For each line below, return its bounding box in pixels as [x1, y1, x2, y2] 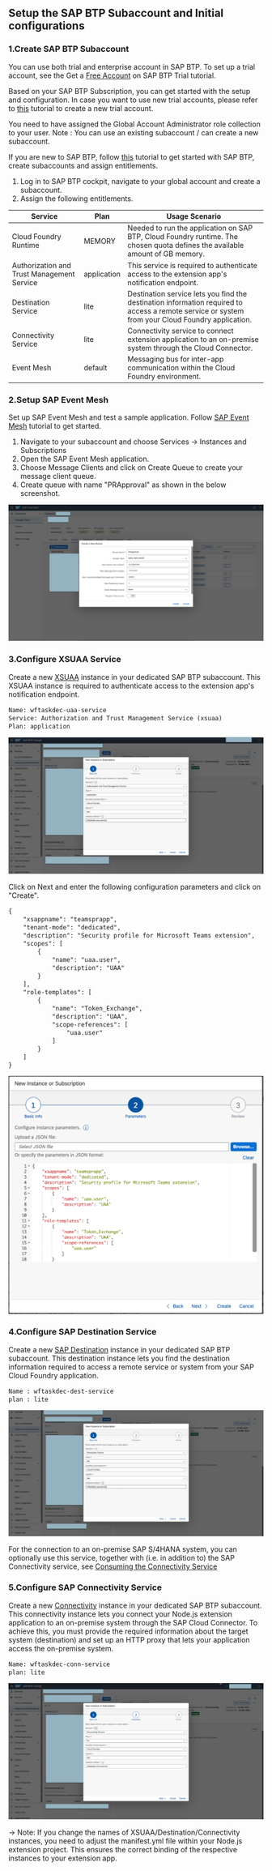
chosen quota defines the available [127, 241, 244, 250]
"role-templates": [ [23, 989, 92, 997]
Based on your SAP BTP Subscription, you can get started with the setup [8, 86, 251, 96]
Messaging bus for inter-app [127, 354, 224, 364]
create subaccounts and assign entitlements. [8, 160, 159, 170]
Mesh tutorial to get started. [8, 421, 101, 431]
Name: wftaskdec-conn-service [8, 1660, 111, 1668]
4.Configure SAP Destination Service [8, 1326, 157, 1338]
